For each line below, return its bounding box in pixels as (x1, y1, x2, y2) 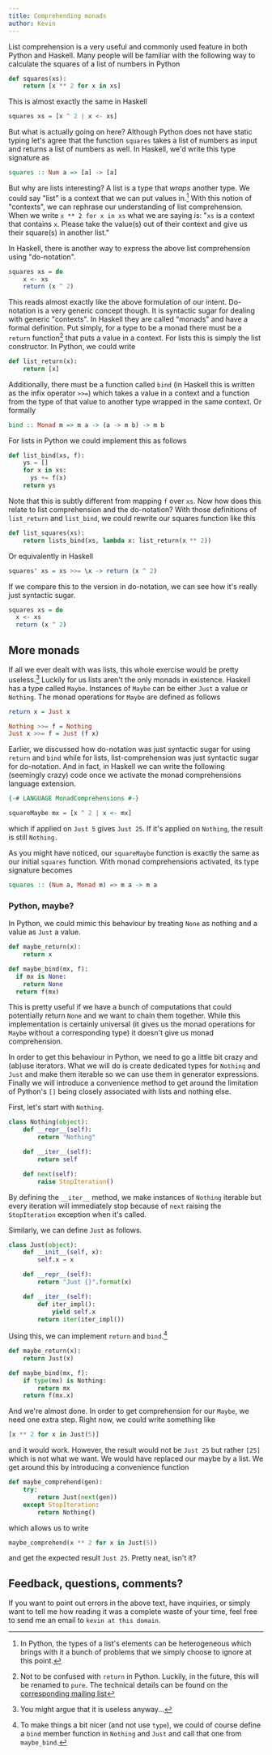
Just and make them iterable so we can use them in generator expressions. (8, 1070, 259, 1079)
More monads (8, 643, 80, 657)
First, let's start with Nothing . (8, 1103, 104, 1112)
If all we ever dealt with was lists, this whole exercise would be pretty (8, 665, 239, 674)
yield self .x (51, 1308, 96, 1316)
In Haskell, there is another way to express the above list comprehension (8, 243, 251, 253)
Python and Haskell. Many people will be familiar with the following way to (8, 50, 256, 60)
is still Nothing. (8, 832, 59, 843)
